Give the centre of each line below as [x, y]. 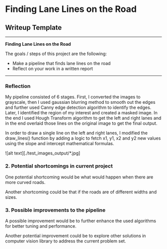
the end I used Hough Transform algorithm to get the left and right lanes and [83, 118]
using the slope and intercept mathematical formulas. [60, 144]
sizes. [11, 197]
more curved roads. [25, 182]
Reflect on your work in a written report [53, 69]
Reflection [18, 86]
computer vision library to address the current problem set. [66, 241]
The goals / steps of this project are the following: [56, 54]
